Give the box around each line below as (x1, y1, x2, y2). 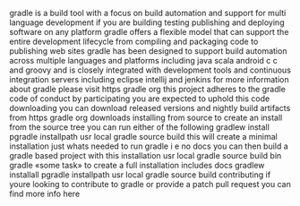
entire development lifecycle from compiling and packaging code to (9, 36, 259, 47)
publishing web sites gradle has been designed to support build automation (9, 46, 287, 56)
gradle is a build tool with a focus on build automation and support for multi (9, 8, 287, 18)
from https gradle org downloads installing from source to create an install (9, 112, 283, 123)
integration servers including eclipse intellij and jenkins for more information (9, 74, 289, 84)
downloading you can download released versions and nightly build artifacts (9, 103, 291, 113)
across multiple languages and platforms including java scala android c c (9, 56, 278, 65)
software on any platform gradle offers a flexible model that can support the (9, 27, 289, 37)
